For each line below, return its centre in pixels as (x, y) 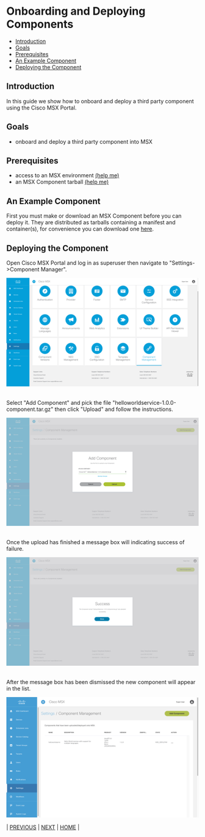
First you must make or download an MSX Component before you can (94, 216)
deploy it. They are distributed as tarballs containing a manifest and (91, 223)
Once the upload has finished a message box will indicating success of (95, 542)
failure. (15, 549)
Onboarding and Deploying (76, 11)
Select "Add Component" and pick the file (59, 402)
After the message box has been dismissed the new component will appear (101, 682)
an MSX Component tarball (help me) (62, 182)
